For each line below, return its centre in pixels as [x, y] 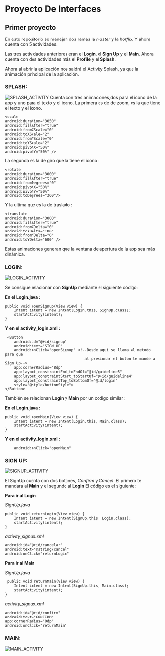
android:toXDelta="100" [30, 231]
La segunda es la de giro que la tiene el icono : [52, 161]
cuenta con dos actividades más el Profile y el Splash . [60, 59]
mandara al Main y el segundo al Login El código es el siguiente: [71, 486]
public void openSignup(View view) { [44, 306]
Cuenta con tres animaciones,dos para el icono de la [103, 98]
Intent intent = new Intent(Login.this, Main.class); [70, 421]
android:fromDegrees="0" [31, 183]
